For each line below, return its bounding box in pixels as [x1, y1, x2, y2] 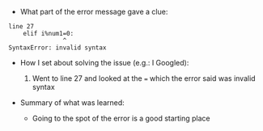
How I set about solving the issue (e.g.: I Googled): [19, 58, 189, 67]
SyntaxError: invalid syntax [8, 44, 107, 52]
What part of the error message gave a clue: [19, 7, 168, 16]
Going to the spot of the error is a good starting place [32, 113, 210, 123]
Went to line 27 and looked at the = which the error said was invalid [32, 74, 257, 83]
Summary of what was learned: [19, 98, 125, 108]
